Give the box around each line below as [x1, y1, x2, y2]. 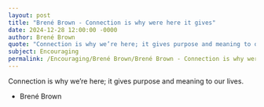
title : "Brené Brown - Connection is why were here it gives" [8, 19, 216, 27]
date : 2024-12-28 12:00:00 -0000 [8, 26, 118, 34]
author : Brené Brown [8, 33, 76, 41]
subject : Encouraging [8, 48, 79, 55]
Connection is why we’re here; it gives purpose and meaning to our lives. [8, 76, 244, 86]
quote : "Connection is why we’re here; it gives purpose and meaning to [8, 41, 251, 48]
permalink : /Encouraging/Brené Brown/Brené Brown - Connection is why [8, 55, 244, 63]
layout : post [8, 11, 51, 20]
